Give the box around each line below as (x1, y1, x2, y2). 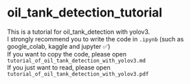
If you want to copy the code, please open (7, 50, 127, 58)
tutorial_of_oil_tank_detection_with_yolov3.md (7, 57, 146, 64)
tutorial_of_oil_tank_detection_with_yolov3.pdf (7, 70, 149, 77)
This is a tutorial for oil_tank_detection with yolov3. (7, 28, 150, 36)
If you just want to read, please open (7, 63, 111, 72)
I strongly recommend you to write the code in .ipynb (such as (7, 34, 184, 43)
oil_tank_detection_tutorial (7, 5, 163, 21)
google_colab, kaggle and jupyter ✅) (7, 42, 111, 50)
